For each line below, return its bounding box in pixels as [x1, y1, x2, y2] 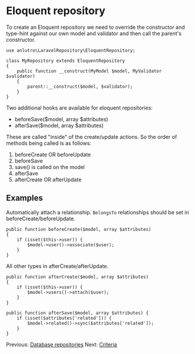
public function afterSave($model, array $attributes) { [6, 310, 149, 316]
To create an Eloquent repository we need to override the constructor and [6, 24, 186, 31]
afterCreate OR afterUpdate [14, 176, 82, 183]
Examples [6, 193, 43, 203]
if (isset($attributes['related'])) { [16, 315, 112, 321]
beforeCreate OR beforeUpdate [14, 151, 91, 158]
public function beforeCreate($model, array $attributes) [6, 226, 151, 232]
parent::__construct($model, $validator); [27, 84, 133, 90]
